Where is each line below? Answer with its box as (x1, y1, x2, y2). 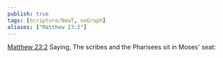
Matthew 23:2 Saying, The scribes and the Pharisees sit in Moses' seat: (7, 43, 217, 52)
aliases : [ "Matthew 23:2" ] (7, 23, 87, 30)
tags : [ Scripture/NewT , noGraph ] (7, 17, 106, 24)
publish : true (7, 10, 50, 18)
